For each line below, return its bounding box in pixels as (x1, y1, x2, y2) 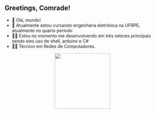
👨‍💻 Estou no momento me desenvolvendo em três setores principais (11, 33, 151, 38)
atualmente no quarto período (11, 27, 73, 34)
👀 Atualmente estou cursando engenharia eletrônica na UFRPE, (11, 22, 140, 28)
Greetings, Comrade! (4, 4, 71, 12)
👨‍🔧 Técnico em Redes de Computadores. (11, 43, 96, 49)
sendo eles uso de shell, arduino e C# (11, 38, 89, 44)
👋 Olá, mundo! (11, 17, 41, 23)
